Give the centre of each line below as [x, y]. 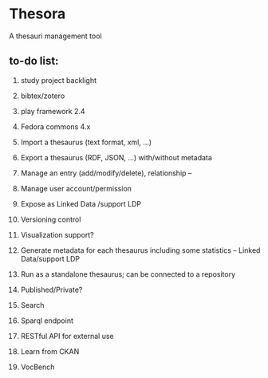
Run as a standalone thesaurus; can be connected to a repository [128, 274]
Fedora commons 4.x [55, 126]
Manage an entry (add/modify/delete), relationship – [106, 173]
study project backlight [59, 80]
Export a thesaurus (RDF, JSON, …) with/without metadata [116, 157]
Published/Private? [51, 289]
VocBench [37, 367]
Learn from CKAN [50, 351]
